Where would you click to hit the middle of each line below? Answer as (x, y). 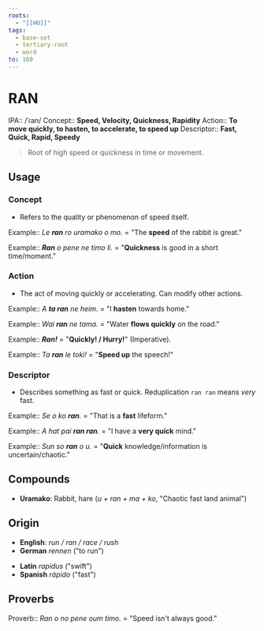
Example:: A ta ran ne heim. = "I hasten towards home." (99, 308)
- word (26, 52)
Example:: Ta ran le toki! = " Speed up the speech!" (91, 354)
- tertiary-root (42, 45)
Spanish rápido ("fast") (58, 574)
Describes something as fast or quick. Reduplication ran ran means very (138, 392)
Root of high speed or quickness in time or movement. (115, 152)
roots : (19, 15)
